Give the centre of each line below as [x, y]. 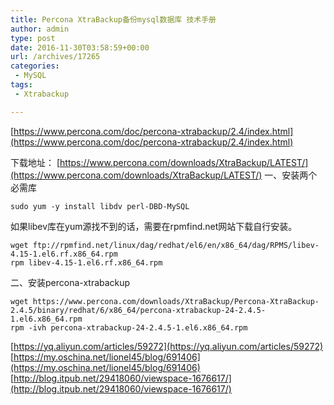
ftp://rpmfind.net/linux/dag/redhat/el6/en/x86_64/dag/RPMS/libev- [176, 245]
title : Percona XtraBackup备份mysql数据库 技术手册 [113, 19]
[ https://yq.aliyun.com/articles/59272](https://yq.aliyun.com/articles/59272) [167, 346]
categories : [35, 66]
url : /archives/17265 [55, 57]
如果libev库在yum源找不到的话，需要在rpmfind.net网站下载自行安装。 [154, 226]
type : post [33, 38]
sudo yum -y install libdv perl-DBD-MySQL [100, 206]
